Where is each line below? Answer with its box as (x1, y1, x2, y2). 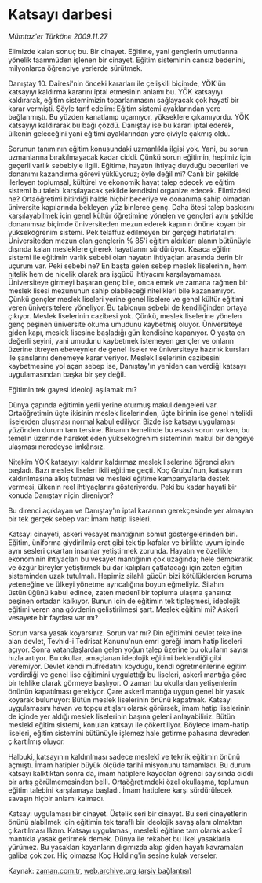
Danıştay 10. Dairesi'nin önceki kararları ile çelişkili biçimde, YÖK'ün (8, 79, 226, 88)
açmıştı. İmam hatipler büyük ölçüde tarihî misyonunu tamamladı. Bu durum (8, 760, 251, 770)
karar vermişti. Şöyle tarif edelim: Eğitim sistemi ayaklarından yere (8, 104, 221, 113)
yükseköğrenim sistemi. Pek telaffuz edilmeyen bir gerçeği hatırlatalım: (8, 227, 237, 237)
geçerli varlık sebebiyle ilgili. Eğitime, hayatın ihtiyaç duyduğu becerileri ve (8, 160, 249, 170)
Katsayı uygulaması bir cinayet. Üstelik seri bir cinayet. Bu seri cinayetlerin (8, 808, 248, 819)
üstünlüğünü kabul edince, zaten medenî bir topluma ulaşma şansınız (8, 587, 231, 597)
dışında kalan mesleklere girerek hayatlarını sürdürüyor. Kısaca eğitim (8, 244, 232, 253)
